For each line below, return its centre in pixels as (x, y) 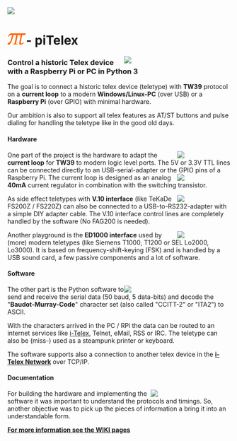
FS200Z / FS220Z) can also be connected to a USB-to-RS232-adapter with (117, 206)
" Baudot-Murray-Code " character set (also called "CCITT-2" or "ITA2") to (116, 304)
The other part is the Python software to (66, 289)
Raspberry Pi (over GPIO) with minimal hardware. (80, 102)
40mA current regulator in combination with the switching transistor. (107, 185)
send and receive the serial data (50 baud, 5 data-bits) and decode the (111, 297)
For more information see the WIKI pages (69, 430)
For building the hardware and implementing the (77, 394)
